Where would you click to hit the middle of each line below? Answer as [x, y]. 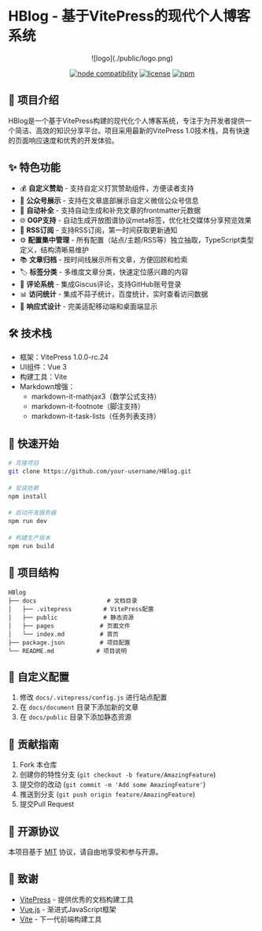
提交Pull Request [47, 804]
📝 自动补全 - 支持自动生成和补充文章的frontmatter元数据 [110, 210]
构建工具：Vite [43, 377]
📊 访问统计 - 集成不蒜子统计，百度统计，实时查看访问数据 [114, 294]
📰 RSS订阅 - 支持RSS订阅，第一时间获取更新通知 [98, 230]
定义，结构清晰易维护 [54, 250]
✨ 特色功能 [35, 167]
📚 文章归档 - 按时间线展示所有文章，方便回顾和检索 [103, 259]
